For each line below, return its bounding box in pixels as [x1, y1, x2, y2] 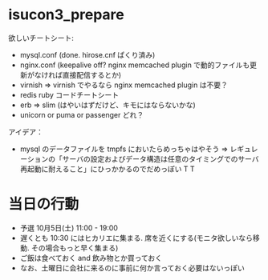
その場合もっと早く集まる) [30, 242, 119, 253]
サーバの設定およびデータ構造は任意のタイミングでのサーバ [62, 154, 259, 163]
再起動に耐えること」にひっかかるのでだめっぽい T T [19, 164, 195, 174]
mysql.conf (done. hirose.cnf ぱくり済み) [19, 50, 156, 59]
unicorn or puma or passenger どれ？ [19, 110, 144, 119]
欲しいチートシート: [8, 33, 75, 42]
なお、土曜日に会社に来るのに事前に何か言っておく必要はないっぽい [19, 262, 245, 273]
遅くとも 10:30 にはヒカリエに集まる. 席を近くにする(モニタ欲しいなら [19, 233, 253, 242]
